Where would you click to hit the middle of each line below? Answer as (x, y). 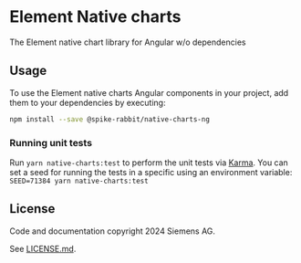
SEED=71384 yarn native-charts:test (79, 181)
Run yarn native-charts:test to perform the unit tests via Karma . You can (149, 163)
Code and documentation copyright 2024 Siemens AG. (113, 231)
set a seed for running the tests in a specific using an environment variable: (151, 172)
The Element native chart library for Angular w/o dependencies (128, 42)
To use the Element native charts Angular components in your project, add (149, 92)
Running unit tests (51, 142)
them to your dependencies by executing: (88, 102)
